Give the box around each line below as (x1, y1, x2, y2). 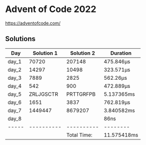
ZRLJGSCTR (28, 90, 58, 97)
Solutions (5, 35, 36, 43)
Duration (110, 49, 131, 56)
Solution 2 (69, 49, 95, 56)
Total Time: (66, 131, 92, 138)
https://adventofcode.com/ (5, 20, 61, 26)
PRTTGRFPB (66, 90, 96, 97)
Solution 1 (32, 49, 58, 56)
